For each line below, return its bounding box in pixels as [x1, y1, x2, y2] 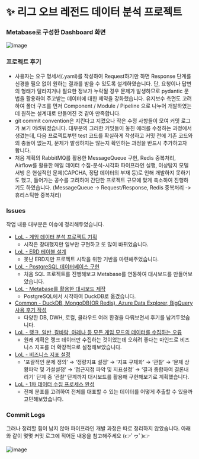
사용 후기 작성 [14, 306, 47, 314]
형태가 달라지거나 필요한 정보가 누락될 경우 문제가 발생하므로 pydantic [21, 87, 183, 94]
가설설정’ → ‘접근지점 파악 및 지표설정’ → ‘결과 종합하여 [45, 366, 174, 373]
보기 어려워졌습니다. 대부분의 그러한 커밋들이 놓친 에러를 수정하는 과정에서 [21, 124, 192, 131]
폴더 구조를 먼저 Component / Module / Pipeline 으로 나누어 [25, 102, 167, 109]
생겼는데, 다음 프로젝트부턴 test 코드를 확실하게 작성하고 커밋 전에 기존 [14, 132, 178, 139]
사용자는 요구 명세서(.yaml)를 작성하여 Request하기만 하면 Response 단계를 [14, 72, 191, 80]
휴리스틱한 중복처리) [14, 191, 62, 198]
